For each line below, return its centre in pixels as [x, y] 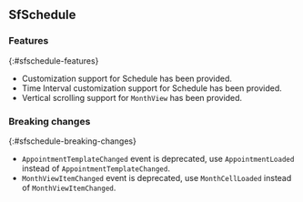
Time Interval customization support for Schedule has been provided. [152, 88]
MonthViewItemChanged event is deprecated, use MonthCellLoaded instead [157, 177]
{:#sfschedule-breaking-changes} [73, 141]
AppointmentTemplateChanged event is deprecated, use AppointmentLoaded [158, 158]
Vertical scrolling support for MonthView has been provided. [132, 97]
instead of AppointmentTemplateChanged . [96, 168]
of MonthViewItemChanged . [69, 187]
